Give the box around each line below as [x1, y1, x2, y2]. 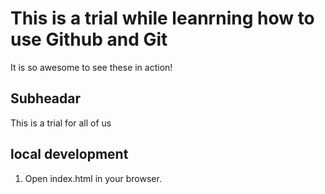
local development [10, 146, 129, 163]
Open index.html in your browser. [24, 172, 162, 184]
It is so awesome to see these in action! [10, 61, 173, 73]
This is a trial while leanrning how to [10, 7, 315, 30]
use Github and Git [10, 28, 168, 51]
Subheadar [10, 90, 82, 107]
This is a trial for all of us [10, 117, 112, 129]
